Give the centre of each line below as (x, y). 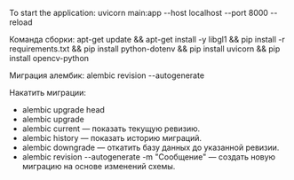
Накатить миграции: (48, 93)
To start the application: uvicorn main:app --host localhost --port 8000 (139, 13)
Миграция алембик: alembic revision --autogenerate (107, 75)
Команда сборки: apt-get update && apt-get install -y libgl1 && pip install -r (147, 39)
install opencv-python (49, 58)
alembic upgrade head (63, 110)
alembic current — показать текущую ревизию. (111, 129)
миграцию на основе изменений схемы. (99, 166)
